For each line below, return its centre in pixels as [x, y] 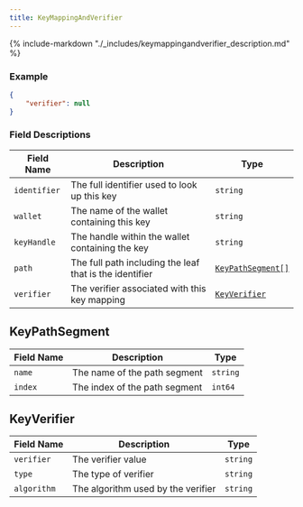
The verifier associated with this [138, 288]
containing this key [110, 222]
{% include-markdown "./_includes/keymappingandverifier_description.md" [150, 43]
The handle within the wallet [130, 236]
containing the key [110, 247]
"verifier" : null [58, 103]
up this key [94, 196]
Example [29, 76]
